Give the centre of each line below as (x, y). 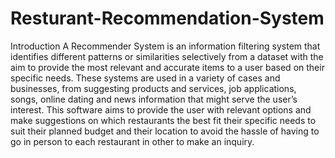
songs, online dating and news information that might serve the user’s (154, 99)
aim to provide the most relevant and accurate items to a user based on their (167, 67)
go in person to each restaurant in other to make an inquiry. (132, 141)
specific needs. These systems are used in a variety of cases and (145, 78)
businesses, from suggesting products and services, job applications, (153, 88)
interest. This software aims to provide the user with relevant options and (161, 109)
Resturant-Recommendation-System (167, 18)
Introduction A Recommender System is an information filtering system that (165, 46)
